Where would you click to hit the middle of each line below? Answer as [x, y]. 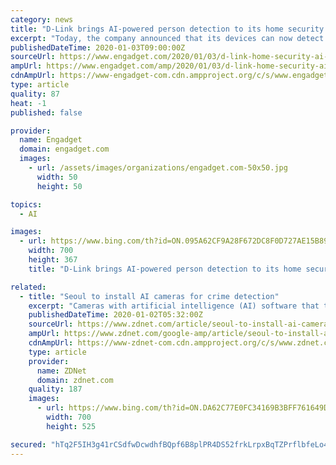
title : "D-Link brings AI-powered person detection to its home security [167, 29]
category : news [42, 19]
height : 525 [71, 426]
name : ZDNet [61, 371]
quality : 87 [35, 94]
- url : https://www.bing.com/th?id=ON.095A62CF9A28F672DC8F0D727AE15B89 [174, 241]
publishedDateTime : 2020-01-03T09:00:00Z [98, 47]
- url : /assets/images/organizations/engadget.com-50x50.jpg [158, 168]
